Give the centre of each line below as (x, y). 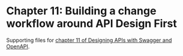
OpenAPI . (18, 46)
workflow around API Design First (91, 24)
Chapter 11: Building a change (81, 11)
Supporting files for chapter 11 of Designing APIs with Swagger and (89, 40)
